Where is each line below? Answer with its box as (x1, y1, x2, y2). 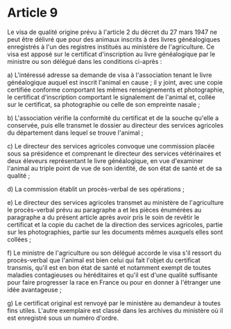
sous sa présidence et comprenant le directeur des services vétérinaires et (7, 149, 221, 158)
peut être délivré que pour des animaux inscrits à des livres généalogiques (7, 35, 221, 43)
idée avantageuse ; (7, 285, 62, 294)
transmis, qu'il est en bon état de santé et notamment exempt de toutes (7, 263, 212, 271)
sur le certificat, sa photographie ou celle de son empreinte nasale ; (7, 100, 200, 108)
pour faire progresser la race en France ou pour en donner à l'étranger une (7, 278, 221, 286)
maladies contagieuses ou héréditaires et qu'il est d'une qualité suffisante (7, 271, 218, 279)
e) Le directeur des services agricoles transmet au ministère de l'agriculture (7, 198, 224, 206)
